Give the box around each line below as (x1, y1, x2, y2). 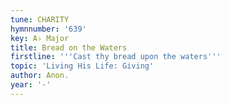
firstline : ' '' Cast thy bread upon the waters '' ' (10, 52, 222, 62)
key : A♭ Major (10, 33, 70, 43)
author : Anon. (10, 71, 70, 81)
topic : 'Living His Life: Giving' (10, 61, 155, 71)
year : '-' (10, 80, 52, 90)
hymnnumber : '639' (10, 24, 87, 34)
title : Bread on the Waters (10, 42, 128, 53)
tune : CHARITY (10, 14, 70, 25)
